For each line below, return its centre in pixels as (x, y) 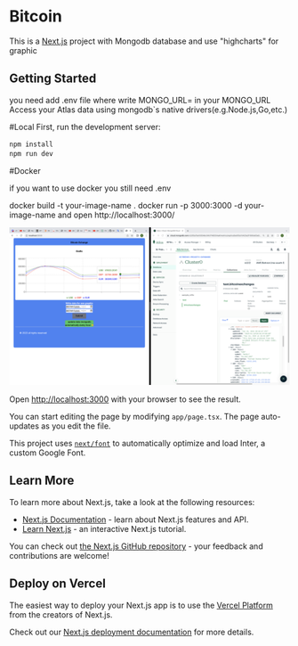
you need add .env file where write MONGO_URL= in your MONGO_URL (140, 100)
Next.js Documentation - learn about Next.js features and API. (135, 519)
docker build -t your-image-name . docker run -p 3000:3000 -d (126, 205)
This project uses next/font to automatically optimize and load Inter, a (137, 443)
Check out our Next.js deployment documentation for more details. (132, 632)
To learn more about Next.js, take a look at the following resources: (132, 502)
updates (24, 426)
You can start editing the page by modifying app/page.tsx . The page (134, 417)
